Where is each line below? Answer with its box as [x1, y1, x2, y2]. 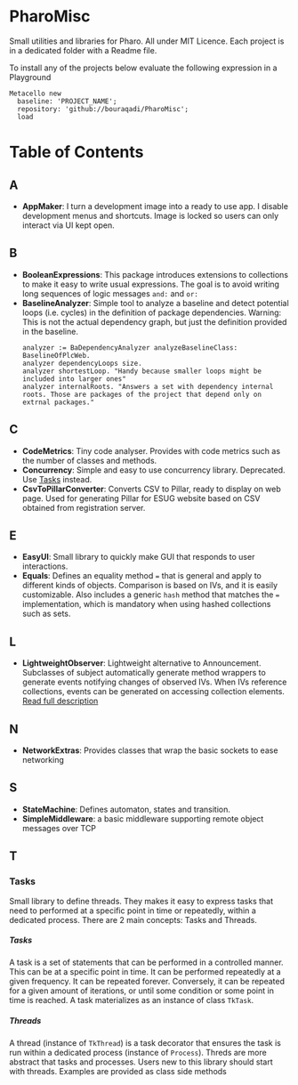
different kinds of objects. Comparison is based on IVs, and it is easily [21, 580, 278, 591]
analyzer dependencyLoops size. [21, 359, 142, 368]
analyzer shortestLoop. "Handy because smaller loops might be [21, 367, 262, 376]
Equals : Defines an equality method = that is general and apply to [21, 571, 262, 581]
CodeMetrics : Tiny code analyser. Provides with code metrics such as [21, 445, 281, 456]
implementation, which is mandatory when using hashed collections [21, 599, 271, 610]
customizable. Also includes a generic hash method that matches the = [21, 589, 280, 600]
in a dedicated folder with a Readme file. [9, 45, 157, 55]
